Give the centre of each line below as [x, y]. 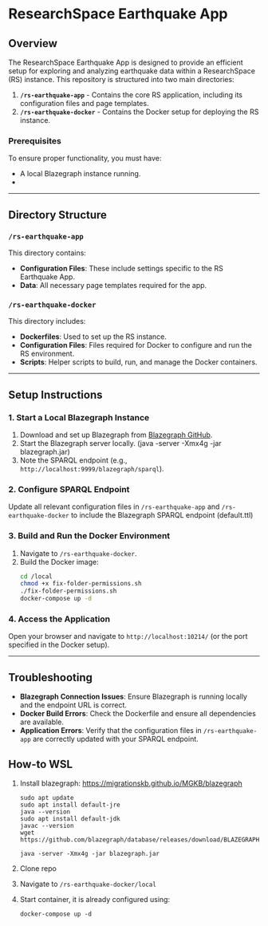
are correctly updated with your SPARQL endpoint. [116, 739]
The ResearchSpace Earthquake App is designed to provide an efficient [126, 62]
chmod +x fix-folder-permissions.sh [81, 584]
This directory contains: [47, 253]
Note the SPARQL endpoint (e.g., [73, 460]
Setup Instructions [55, 394]
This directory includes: [47, 321]
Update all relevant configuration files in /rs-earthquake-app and [114, 506]
